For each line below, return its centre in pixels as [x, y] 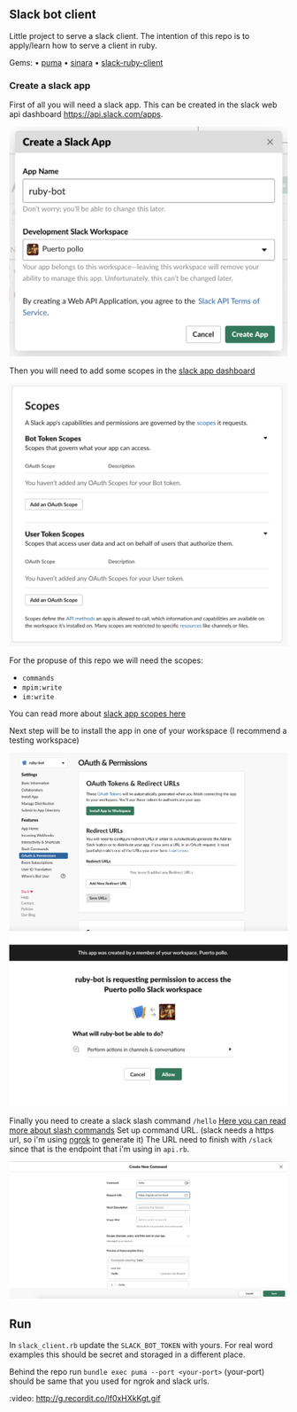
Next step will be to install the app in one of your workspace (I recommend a [148, 731]
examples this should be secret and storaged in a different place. [127, 1354]
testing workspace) [44, 740]
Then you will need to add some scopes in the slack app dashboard [132, 371]
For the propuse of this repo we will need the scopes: [106, 660]
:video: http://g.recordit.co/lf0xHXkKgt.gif [85, 1399]
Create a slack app [50, 85]
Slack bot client [53, 15]
